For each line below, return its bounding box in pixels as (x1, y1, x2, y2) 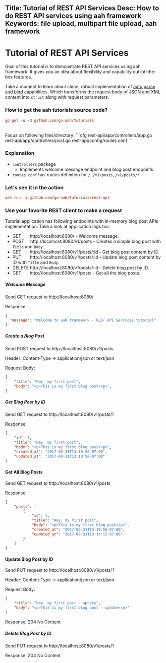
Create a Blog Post (5, 333, 45, 339)
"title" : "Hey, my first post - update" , (14, 600, 101, 606)
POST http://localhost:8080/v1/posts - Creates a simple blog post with (12, 238, 161, 245)
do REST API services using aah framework (5, 12, 142, 20)
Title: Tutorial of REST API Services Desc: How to (5, 4, 160, 12)
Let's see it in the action (5, 184, 64, 191)
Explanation (5, 150, 35, 157)
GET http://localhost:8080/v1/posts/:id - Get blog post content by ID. (12, 249, 160, 255)
